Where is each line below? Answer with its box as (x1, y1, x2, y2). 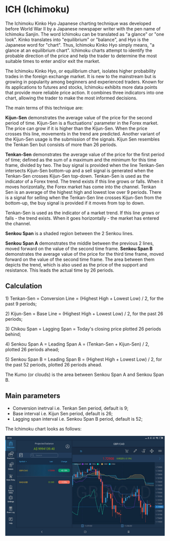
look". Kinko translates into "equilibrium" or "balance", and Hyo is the (5, 37, 149, 43)
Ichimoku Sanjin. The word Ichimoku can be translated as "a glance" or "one (5, 31, 164, 37)
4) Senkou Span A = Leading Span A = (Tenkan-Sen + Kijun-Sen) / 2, (5, 341, 150, 347)
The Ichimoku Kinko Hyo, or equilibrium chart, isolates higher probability (5, 67, 156, 74)
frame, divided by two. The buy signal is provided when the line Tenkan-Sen (5, 162, 164, 168)
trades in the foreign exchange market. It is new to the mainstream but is (5, 73, 156, 79)
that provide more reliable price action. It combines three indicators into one (5, 89, 163, 95)
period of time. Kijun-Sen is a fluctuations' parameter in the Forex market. (5, 120, 159, 126)
